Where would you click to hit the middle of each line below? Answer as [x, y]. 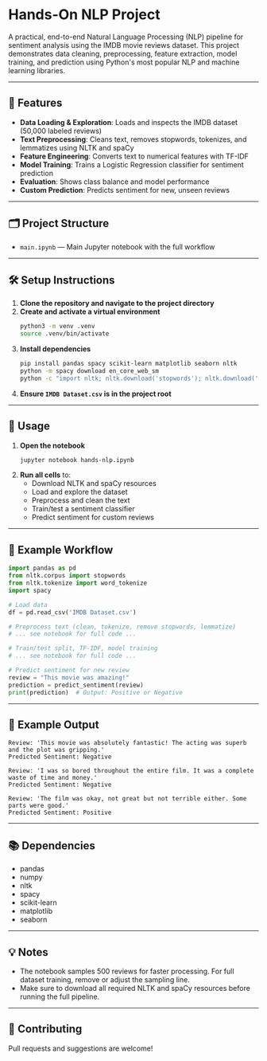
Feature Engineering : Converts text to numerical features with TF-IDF [134, 156]
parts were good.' [39, 806]
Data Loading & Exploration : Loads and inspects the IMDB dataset [129, 122]
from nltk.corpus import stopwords [67, 576]
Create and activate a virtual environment [90, 311]
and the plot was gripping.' [56, 750]
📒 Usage [29, 427]
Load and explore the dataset [80, 492]
